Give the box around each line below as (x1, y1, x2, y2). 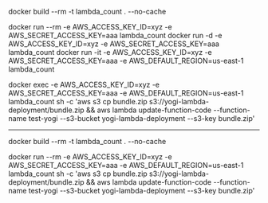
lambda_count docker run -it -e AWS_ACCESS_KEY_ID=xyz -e (8, 48, 213, 57)
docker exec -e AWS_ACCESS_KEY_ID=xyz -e (8, 80, 160, 89)
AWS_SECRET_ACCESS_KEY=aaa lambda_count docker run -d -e (8, 31, 223, 40)
